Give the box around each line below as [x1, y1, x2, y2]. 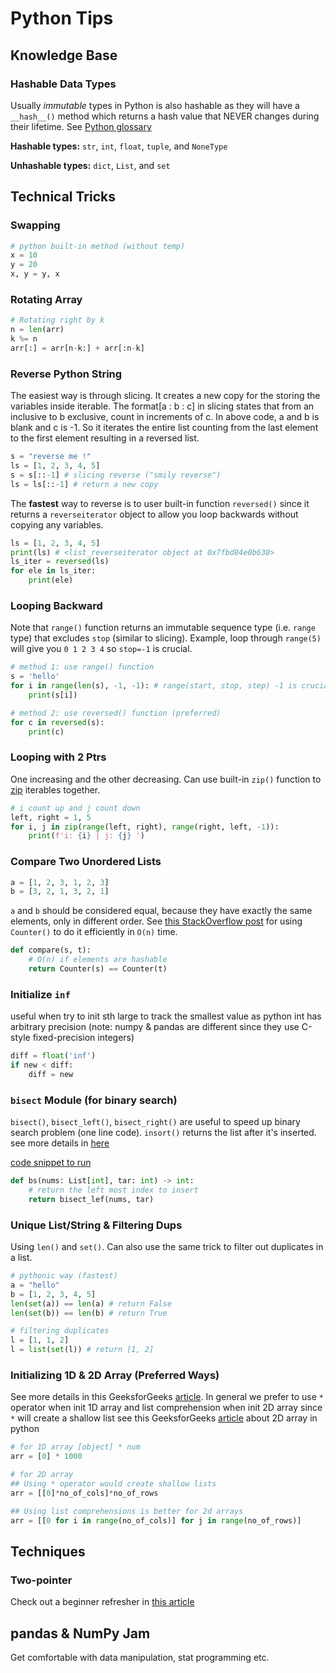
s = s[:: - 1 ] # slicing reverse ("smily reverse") [10, 470, 222, 480]
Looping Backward [10, 598, 103, 612]
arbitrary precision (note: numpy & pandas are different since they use [10, 1021, 300, 1033]
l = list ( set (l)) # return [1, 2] [10, 1345, 155, 1355]
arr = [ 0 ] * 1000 [10, 1452, 83, 1462]
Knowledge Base [10, 47, 118, 64]
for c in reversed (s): [10, 717, 105, 727]
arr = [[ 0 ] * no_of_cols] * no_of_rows [10, 1488, 159, 1498]
